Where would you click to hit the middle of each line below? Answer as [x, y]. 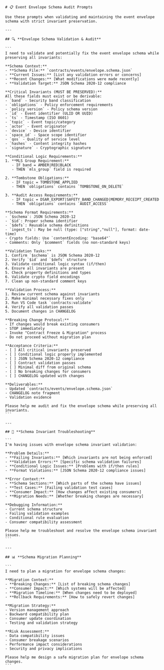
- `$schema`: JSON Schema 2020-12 [41, 217]
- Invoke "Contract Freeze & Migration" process [56, 333]
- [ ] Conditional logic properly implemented [54, 354]
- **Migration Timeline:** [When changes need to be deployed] [71, 593]
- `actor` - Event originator [36, 126]
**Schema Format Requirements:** [39, 212]
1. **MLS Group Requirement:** [37, 161]
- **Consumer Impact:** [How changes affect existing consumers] [73, 492]
